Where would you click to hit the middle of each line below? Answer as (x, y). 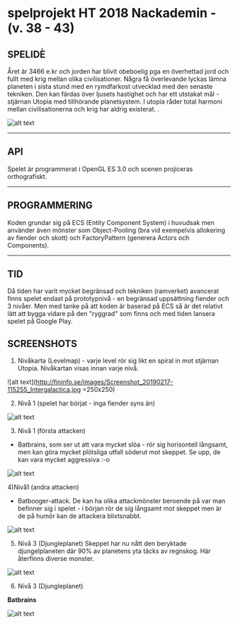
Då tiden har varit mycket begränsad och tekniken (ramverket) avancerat (113, 291)
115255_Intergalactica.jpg (44, 390)
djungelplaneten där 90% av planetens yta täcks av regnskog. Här (114, 551)
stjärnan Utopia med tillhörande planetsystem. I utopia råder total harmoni (115, 102)
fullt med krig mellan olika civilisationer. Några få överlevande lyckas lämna (117, 79)
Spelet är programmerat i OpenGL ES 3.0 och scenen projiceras (100, 169)
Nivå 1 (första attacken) (52, 431)
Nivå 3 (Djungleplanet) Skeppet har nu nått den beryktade (102, 544)
